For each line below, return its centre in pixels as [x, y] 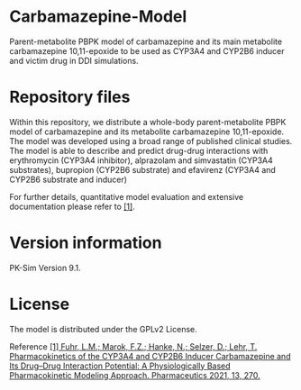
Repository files [70, 97]
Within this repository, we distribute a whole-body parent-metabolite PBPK [148, 122]
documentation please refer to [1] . [72, 206]
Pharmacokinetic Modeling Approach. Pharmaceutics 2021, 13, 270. [135, 375]
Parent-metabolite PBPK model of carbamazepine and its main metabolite [146, 41]
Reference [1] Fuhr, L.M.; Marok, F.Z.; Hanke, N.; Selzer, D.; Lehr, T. [133, 346]
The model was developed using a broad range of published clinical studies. [151, 141]
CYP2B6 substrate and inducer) [68, 179]
